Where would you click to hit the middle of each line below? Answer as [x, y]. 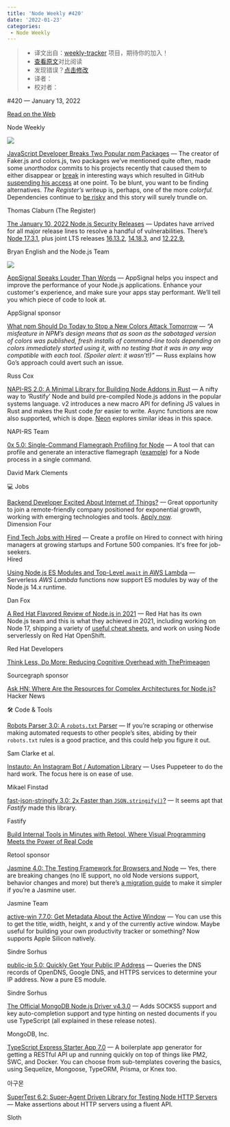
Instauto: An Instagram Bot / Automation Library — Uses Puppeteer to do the [115, 767]
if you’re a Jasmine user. [42, 890]
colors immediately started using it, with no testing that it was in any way [110, 348]
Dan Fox [19, 601]
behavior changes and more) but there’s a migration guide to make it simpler [115, 883]
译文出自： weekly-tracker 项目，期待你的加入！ [101, 53]
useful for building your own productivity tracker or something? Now [104, 931]
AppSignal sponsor [34, 313]
